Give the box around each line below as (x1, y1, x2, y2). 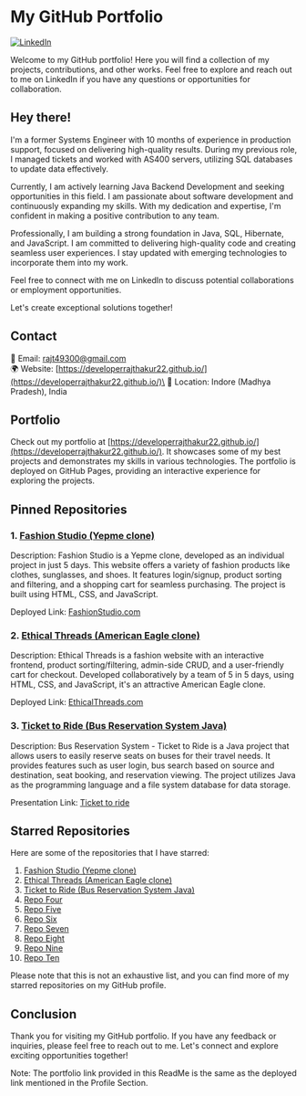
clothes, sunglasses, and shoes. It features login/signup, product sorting (10, 569, 282, 581)
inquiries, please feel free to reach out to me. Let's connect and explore (10, 1040, 279, 1051)
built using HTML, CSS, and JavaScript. (10, 589, 158, 600)
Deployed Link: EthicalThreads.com (10, 697, 144, 708)
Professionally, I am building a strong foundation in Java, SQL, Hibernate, (10, 227, 285, 238)
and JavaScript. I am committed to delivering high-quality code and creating (10, 237, 297, 248)
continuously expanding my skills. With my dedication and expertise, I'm (10, 200, 281, 211)
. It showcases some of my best (161, 446, 281, 458)
